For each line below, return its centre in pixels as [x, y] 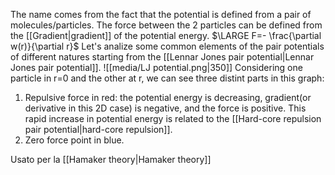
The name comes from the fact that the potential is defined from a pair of [161, 14]
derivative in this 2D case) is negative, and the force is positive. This [165, 108]
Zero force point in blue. [74, 140]
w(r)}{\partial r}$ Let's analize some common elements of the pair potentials [167, 46]
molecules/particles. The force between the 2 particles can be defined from [166, 25]
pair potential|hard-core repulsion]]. [98, 129]
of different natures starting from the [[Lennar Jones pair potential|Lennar [162, 57]
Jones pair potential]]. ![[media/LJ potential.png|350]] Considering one [156, 67]
